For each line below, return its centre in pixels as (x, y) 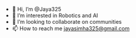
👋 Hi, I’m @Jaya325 (37, 9)
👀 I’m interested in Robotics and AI (55, 15)
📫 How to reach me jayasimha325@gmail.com (71, 28)
